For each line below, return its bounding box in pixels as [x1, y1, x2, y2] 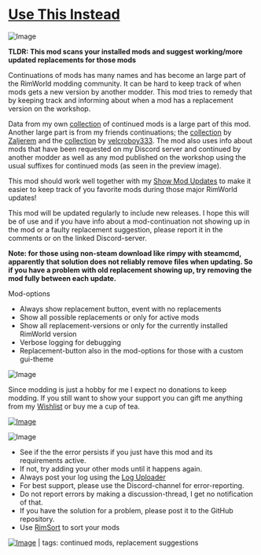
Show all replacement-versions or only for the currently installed [19, 320, 228, 330]
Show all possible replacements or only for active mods [19, 313, 200, 322]
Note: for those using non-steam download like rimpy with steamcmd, [8, 248, 242, 257]
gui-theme [19, 354, 53, 364]
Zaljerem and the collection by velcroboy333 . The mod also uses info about [8, 135, 253, 145]
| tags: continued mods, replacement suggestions [38, 538, 199, 547]
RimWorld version [19, 329, 77, 339]
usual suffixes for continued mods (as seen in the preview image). [8, 161, 222, 170]
